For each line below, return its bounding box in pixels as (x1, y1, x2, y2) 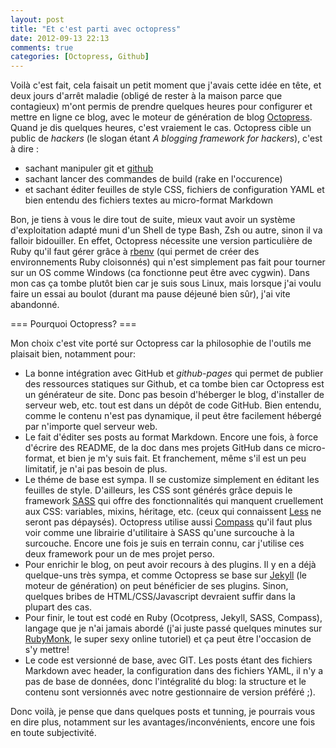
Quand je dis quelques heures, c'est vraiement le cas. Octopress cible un (10, 122, 312, 134)
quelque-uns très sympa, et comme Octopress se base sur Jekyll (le (24, 569, 308, 581)
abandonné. (10, 299, 60, 311)
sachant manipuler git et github (24, 162, 154, 175)
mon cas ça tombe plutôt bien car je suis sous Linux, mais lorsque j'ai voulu (10, 277, 322, 290)
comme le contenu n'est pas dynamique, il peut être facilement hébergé (24, 410, 322, 422)
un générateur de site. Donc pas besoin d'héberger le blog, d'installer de (24, 389, 325, 401)
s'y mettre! (24, 644, 70, 656)
